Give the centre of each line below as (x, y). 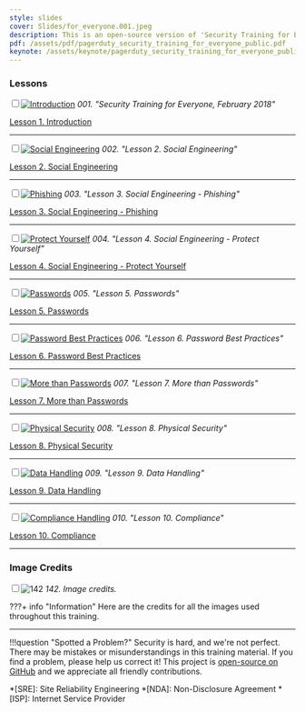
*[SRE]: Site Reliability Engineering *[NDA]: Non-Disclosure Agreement (143, 688)
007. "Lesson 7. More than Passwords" (186, 384)
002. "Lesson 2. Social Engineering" (169, 149)
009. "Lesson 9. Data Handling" (144, 473)
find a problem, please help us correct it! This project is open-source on (144, 661)
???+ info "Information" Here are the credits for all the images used (135, 607)
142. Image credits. (81, 588)
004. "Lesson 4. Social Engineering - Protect (176, 239)
